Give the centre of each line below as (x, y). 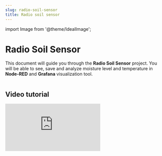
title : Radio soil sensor (32, 15)
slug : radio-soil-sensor (31, 10)
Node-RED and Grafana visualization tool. (49, 74)
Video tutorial (27, 94)
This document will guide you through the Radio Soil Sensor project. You (81, 63)
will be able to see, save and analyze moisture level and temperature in (79, 69)
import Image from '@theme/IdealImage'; (48, 29)
